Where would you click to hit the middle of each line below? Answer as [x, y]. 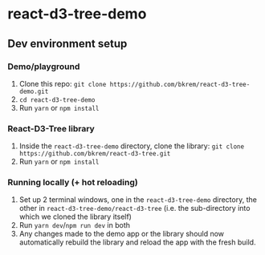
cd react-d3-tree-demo [57, 100]
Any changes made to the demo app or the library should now [122, 234]
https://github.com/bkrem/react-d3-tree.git [95, 154]
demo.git [34, 91]
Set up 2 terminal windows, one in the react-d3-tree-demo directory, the [138, 200]
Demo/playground [44, 67]
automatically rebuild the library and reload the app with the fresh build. [137, 242]
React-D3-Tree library [51, 128]
